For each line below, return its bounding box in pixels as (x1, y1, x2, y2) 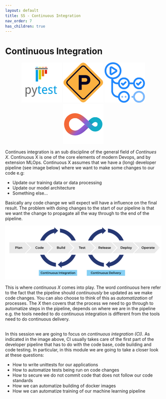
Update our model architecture (12, 185, 75, 191)
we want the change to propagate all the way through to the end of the (5, 210, 150, 216)
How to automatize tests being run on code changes (12, 367, 119, 373)
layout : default (5, 8, 39, 13)
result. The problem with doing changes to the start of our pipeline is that (5, 205, 155, 211)
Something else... (12, 190, 48, 196)
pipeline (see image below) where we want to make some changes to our (5, 165, 155, 171)
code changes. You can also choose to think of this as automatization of (5, 295, 153, 301)
